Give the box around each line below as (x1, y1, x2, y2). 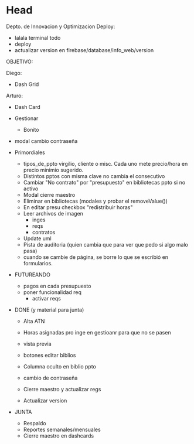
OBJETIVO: (6, 58, 33, 65)
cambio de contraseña (23, 374, 78, 381)
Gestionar (14, 115, 39, 122)
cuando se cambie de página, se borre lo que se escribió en (23, 253, 169, 261)
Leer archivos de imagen (23, 210, 84, 217)
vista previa (23, 340, 52, 347)
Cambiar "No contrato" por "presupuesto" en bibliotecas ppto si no (23, 179, 186, 186)
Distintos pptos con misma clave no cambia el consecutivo (23, 172, 165, 179)
